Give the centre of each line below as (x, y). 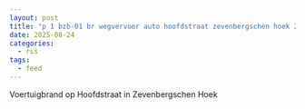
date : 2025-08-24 (42, 35)
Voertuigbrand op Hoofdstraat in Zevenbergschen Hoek (113, 94)
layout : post (34, 18)
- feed (30, 69)
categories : (32, 43)
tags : (20, 60)
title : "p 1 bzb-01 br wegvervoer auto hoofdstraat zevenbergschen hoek (150, 26)
